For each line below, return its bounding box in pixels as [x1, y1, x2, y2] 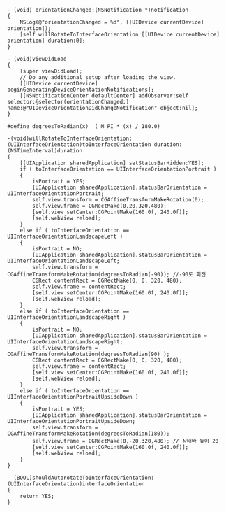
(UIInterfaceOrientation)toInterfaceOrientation [7, 141, 151, 148]
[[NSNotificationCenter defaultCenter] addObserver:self [20, 92, 189, 99]
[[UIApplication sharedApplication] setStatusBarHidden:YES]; [20, 159, 204, 166]
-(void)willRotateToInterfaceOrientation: [7, 135, 133, 142]
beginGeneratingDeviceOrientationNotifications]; [7, 86, 155, 93]
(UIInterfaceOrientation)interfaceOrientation [7, 481, 145, 488]
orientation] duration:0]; [7, 37, 86, 44]
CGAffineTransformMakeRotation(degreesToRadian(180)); [7, 430, 170, 437]
